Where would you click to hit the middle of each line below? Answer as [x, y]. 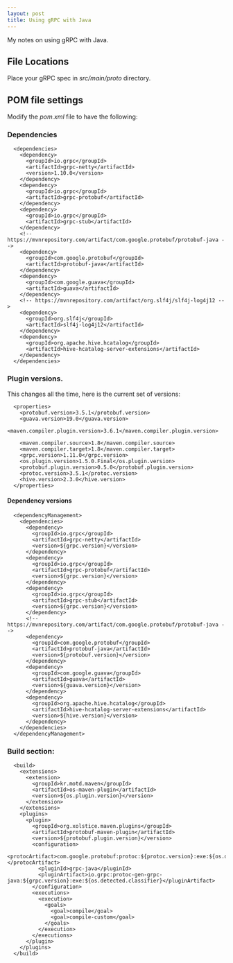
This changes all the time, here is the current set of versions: [94, 394]
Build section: [31, 751]
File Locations [38, 61]
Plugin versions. [35, 379]
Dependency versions [40, 501]
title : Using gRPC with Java [49, 20]
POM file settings [45, 100]
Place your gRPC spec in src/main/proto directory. [79, 78]
